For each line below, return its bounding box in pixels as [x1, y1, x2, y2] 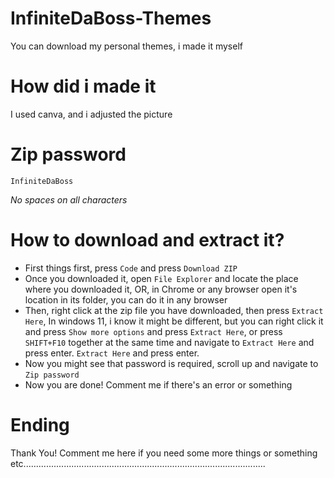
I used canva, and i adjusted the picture [10, 108, 173, 120]
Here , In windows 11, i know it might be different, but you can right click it [24, 315, 324, 327]
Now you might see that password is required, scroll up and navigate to [24, 357, 319, 369]
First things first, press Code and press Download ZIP [24, 262, 238, 274]
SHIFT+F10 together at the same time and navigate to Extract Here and [24, 336, 315, 348]
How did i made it [10, 75, 157, 98]
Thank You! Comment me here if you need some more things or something [10, 447, 318, 459]
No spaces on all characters [10, 193, 128, 206]
